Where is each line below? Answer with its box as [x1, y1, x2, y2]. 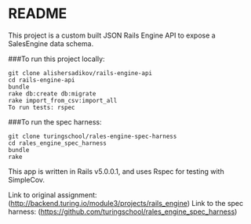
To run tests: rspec [8, 103, 76, 111]
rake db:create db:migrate [8, 89, 96, 98]
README [8, 5, 67, 23]
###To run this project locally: [8, 54, 105, 63]
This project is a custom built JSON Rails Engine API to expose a [8, 31, 216, 40]
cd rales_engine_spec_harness [8, 139, 107, 147]
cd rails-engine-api [8, 76, 76, 84]
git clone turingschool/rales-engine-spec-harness [8, 132, 177, 140]
